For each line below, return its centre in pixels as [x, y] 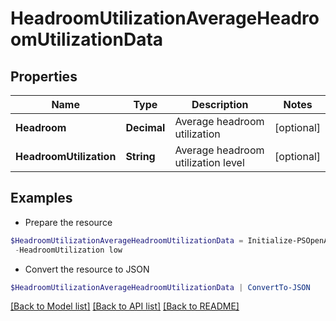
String [140, 156]
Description [220, 104]
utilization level [209, 162]
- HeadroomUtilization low [68, 250]
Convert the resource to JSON [87, 269]
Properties [44, 76]
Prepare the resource [68, 222]
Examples [41, 198]
